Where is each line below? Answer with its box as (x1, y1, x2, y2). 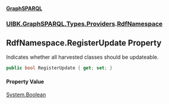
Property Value (6, 78, 44, 85)
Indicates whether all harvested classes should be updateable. (6, 53, 159, 61)
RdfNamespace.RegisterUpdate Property (6, 37, 162, 48)
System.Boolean (6, 91, 46, 98)
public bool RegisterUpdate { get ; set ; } (6, 65, 113, 71)
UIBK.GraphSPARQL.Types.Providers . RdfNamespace (6, 20, 163, 28)
